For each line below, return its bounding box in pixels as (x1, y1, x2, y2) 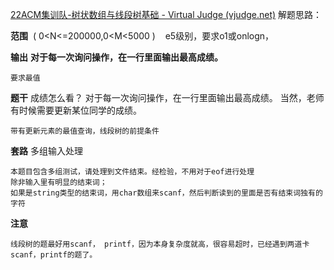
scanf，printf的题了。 (10, 250, 98, 260)
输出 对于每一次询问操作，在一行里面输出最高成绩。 (10, 51, 223, 63)
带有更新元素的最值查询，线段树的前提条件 (10, 126, 160, 136)
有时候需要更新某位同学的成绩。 (10, 104, 142, 116)
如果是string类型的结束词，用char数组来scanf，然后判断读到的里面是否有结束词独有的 (10, 188, 323, 198)
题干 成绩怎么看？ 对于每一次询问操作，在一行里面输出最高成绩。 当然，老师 (10, 92, 325, 103)
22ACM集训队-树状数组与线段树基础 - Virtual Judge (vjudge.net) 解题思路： (10, 9, 323, 20)
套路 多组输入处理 (10, 145, 83, 157)
